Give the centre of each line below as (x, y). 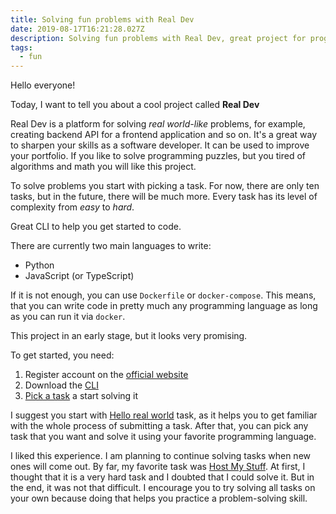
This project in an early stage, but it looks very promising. (129, 336)
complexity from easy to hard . (72, 207)
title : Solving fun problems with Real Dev (102, 19)
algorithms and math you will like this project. (103, 167)
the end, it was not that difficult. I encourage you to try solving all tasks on (163, 488)
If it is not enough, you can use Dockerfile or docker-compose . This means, (163, 295)
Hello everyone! (43, 85)
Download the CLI (61, 385)
